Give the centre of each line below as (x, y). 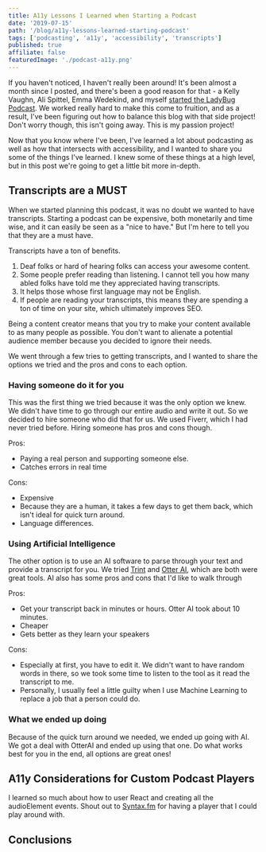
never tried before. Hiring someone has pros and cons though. (110, 427)
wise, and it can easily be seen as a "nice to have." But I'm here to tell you (129, 227)
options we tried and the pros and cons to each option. (98, 364)
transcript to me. (47, 682)
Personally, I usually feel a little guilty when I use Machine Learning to (133, 691)
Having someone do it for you (66, 385)
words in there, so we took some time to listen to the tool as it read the (135, 674)
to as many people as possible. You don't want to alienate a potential (120, 332)
